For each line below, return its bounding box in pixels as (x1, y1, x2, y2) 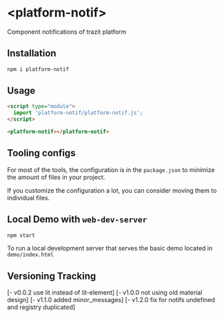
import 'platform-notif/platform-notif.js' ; (13, 109, 143, 116)
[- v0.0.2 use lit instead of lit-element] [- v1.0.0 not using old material (7, 288, 203, 297)
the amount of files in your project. (7, 173, 105, 181)
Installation (7, 47, 57, 59)
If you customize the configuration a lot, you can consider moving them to (7, 186, 217, 194)
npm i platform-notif (7, 65, 70, 73)
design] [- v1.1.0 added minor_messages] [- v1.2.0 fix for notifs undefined (7, 296, 216, 304)
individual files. (7, 193, 50, 202)
